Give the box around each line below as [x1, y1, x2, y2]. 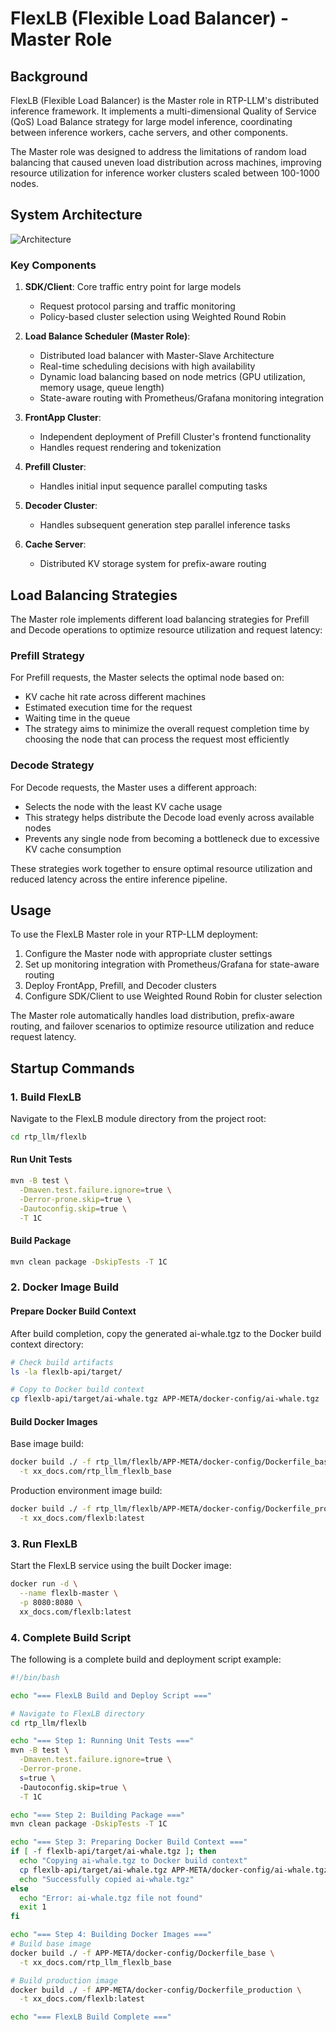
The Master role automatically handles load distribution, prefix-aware [10, 1010, 295, 1022]
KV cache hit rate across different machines [24, 691, 207, 703]
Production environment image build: [10, 1485, 163, 1497]
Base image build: [10, 1438, 84, 1450]
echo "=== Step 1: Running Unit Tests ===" [10, 1736, 195, 1746]
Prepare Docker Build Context [10, 1305, 137, 1317]
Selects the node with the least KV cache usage [24, 800, 223, 812]
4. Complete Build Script [10, 1630, 132, 1644]
